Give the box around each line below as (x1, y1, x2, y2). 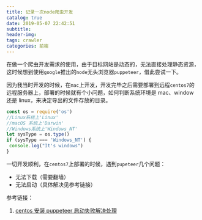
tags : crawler (6, 37, 43, 43)
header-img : (6, 32, 37, 38)
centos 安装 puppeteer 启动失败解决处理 (15, 207, 118, 214)
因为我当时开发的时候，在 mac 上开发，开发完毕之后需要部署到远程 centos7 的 (6, 81, 195, 89)
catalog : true (6, 15, 43, 21)
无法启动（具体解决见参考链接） (15, 181, 96, 188)
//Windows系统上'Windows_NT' (6, 126, 78, 132)
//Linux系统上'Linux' (6, 114, 59, 120)
